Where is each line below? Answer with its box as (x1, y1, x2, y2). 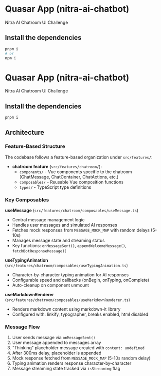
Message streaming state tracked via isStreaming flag (12, 366, 121, 372)
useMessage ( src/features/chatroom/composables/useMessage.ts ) (5, 207, 139, 213)
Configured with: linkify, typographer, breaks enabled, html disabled (12, 311, 148, 317)
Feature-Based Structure (5, 143, 66, 150)
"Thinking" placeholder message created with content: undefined (12, 345, 145, 351)
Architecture (5, 128, 45, 137)
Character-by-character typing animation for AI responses (12, 271, 129, 278)
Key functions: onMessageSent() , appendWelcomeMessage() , (12, 242, 126, 249)
